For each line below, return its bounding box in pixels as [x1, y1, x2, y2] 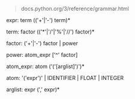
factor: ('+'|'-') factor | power [6, 40, 79, 47]
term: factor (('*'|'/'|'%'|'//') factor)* [6, 28, 95, 35]
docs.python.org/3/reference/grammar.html [20, 5, 129, 12]
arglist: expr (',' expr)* [6, 86, 60, 93]
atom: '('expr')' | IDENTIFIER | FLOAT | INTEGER [6, 75, 124, 81]
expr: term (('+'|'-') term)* [6, 17, 71, 23]
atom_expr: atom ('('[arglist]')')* [6, 63, 85, 70]
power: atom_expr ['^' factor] [6, 51, 78, 58]
